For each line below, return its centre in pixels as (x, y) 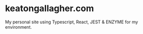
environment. (18, 27)
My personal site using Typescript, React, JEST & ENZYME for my (72, 22)
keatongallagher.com (50, 8)
